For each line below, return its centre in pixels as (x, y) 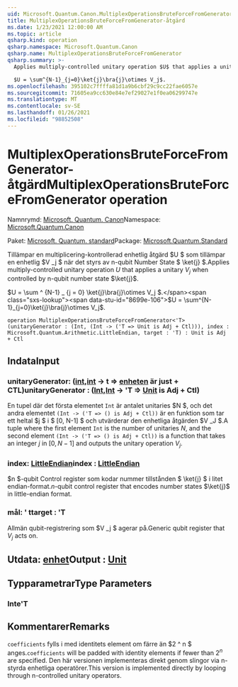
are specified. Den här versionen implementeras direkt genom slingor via (113, 660)
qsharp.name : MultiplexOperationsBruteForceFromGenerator (95, 54)
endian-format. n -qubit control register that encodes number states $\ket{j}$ (119, 487)
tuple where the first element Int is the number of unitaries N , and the (109, 428)
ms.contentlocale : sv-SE (44, 106)
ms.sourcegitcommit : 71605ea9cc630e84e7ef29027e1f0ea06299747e (103, 93)
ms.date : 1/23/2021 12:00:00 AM (55, 27)
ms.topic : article (34, 34)
